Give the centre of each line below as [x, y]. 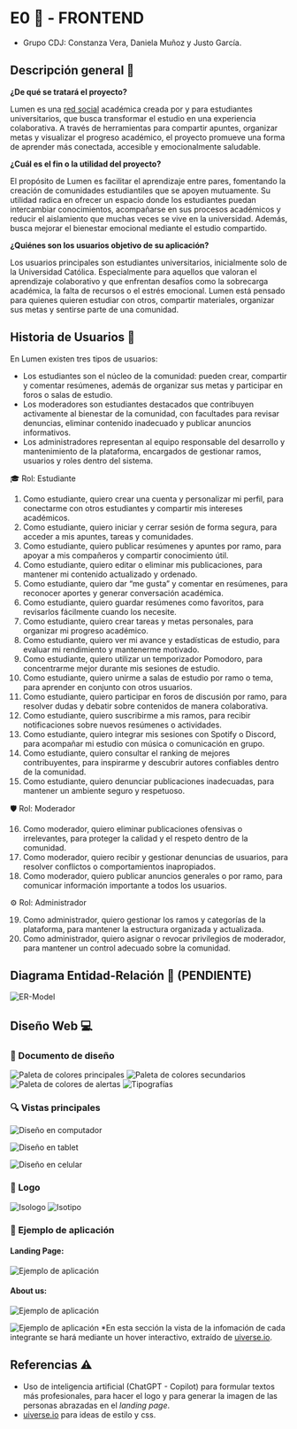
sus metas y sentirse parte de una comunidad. [95, 309]
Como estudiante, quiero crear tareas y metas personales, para [138, 621]
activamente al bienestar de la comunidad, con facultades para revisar [151, 413]
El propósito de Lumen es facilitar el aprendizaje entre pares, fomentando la [148, 181]
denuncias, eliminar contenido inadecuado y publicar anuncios [137, 423]
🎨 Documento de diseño [62, 1055]
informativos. [47, 432]
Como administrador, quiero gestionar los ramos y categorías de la [144, 920]
